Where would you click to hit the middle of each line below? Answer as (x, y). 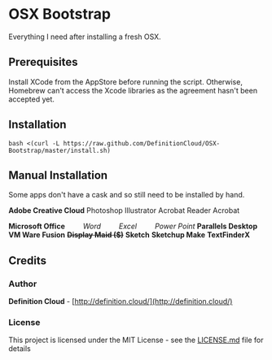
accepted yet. (32, 99)
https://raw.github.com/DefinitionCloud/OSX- (142, 143)
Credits (28, 260)
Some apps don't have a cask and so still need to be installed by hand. (127, 195)
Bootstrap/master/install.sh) (60, 150)
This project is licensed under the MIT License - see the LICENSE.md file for (136, 340)
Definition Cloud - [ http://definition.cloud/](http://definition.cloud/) (121, 301)
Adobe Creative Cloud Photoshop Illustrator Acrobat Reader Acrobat (124, 210)
